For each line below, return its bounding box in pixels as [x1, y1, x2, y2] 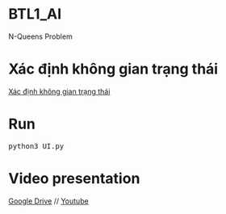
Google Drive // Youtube [8, 195, 89, 206]
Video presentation [8, 170, 140, 187]
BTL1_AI [8, 5, 62, 23]
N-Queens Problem [8, 31, 73, 41]
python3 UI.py [8, 141, 65, 150]
